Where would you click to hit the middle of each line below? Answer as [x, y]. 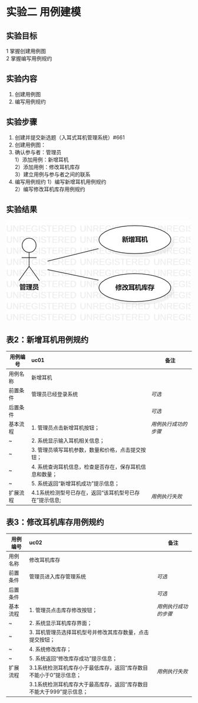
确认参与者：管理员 [38, 152]
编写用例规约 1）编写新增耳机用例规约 [60, 181]
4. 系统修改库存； [50, 649]
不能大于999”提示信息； [59, 692]
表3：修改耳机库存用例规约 [55, 522]
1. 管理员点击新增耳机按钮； [66, 427]
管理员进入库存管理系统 [58, 577]
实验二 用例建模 [44, 12]
